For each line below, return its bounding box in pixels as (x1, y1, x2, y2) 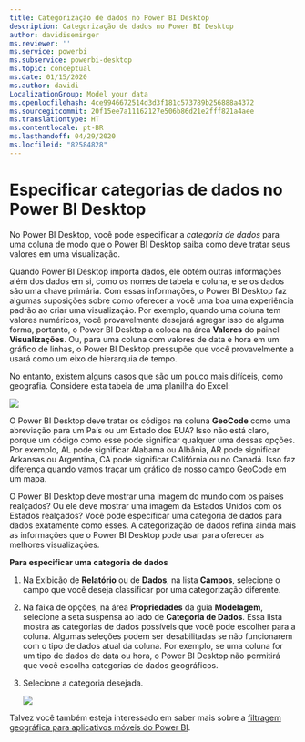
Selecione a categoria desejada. (22, 677, 144, 688)
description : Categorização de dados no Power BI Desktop (9, 22, 234, 31)
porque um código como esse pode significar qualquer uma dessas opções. (9, 434, 296, 445)
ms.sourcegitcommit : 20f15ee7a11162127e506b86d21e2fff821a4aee (9, 107, 255, 116)
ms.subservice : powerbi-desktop (9, 56, 132, 65)
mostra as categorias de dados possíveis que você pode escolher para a (22, 621, 296, 632)
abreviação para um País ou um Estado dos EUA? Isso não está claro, (9, 424, 269, 435)
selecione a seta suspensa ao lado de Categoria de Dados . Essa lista (22, 611, 283, 622)
